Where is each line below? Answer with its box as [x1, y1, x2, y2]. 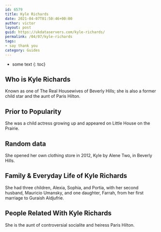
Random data [5, 140, 46, 148]
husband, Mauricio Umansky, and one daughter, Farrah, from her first [5, 190, 144, 196]
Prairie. [5, 125, 19, 131]
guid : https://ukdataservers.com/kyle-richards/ [5, 30, 105, 35]
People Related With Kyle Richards [5, 209, 112, 217]
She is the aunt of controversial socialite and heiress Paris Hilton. [5, 222, 135, 228]
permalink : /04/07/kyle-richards [5, 35, 73, 39]
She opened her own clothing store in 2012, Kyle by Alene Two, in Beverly [5, 152, 153, 158]
